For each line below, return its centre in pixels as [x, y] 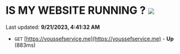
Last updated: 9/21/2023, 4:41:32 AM [53, 27]
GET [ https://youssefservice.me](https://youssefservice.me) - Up [94, 38]
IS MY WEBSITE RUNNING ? [76, 10]
